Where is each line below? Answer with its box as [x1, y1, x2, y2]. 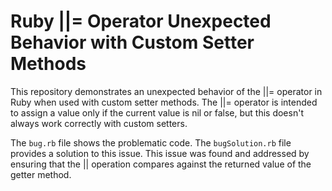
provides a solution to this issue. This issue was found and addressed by [10, 147, 310, 159]
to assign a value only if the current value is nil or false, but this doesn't [10, 106, 304, 119]
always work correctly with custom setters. [10, 117, 188, 129]
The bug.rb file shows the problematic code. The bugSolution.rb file [10, 136, 292, 149]
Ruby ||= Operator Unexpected [10, 10, 272, 33]
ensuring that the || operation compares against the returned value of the [10, 158, 312, 170]
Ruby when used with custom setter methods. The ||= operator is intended [10, 96, 318, 108]
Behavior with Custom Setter [10, 31, 255, 54]
